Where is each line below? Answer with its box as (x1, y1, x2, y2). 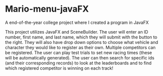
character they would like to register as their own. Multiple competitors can (5, 44, 156, 50)
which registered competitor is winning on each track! (5, 65, 114, 71)
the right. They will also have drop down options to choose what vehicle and (5, 39, 159, 45)
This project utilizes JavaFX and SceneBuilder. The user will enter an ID (5, 29, 148, 35)
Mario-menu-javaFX (5, 3, 89, 15)
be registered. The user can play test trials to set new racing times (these (5, 50, 152, 56)
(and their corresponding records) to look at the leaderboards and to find (5, 60, 152, 66)
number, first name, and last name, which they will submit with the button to (5, 34, 158, 40)
